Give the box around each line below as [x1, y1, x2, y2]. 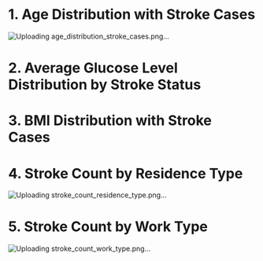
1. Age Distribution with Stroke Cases [8, 6, 256, 24]
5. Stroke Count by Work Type [8, 218, 209, 236]
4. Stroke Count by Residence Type [8, 164, 243, 182]
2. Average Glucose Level [8, 59, 179, 77]
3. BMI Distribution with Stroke [8, 112, 213, 130]
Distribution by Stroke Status [8, 76, 202, 94]
